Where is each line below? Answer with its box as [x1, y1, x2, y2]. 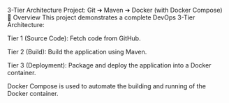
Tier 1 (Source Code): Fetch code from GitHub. [7, 34, 141, 42]
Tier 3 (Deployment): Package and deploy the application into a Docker [7, 61, 212, 69]
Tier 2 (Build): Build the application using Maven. [7, 48, 147, 56]
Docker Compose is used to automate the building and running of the [7, 82, 206, 90]
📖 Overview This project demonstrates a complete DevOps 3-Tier [7, 13, 195, 22]
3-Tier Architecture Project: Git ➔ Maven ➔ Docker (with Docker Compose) [7, 6, 223, 14]
